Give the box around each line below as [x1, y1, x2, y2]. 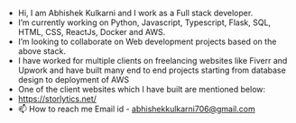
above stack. [17, 46, 66, 57]
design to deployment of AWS [17, 75, 129, 84]
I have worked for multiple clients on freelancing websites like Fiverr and [17, 56, 288, 66]
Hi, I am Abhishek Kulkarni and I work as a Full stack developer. [17, 8, 254, 18]
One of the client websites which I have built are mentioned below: [17, 84, 266, 94]
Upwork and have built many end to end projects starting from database [17, 65, 286, 75]
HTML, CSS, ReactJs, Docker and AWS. [17, 27, 166, 37]
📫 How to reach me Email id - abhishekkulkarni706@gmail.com [17, 103, 255, 114]
